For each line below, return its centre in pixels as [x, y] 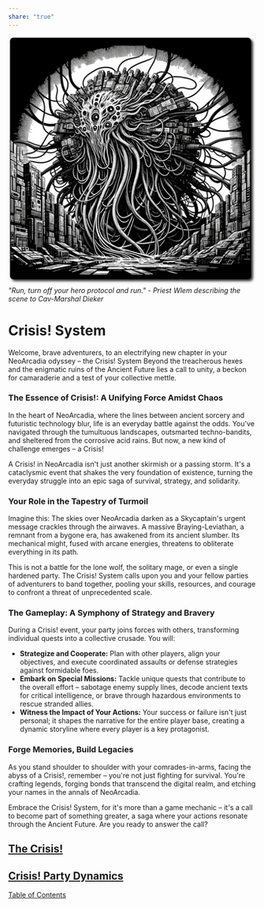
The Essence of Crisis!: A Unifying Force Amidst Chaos [115, 398]
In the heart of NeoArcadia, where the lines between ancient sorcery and [126, 415]
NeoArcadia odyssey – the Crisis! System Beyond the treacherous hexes [125, 361]
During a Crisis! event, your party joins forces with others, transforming [124, 630]
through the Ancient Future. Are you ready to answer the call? [108, 824]
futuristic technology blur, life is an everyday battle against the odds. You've [131, 423]
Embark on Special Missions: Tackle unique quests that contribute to [132, 679]
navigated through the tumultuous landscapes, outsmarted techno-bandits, [130, 432]
